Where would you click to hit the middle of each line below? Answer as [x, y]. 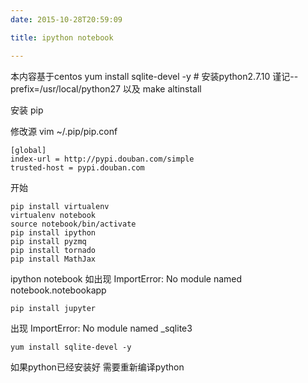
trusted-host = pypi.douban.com [77, 167]
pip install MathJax [53, 259]
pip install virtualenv [60, 206]
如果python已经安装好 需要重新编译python [97, 367]
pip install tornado [53, 250]
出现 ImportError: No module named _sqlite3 [101, 328]
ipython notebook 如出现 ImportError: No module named [126, 278]
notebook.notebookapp [58, 290]
